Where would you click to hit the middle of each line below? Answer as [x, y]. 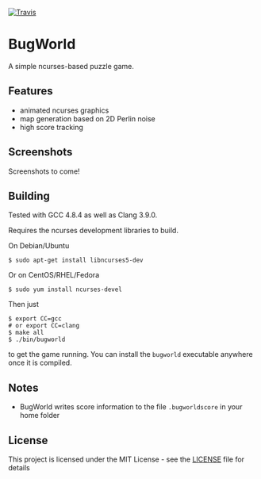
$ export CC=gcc [35, 319]
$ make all [26, 333]
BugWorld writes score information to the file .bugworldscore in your [131, 407]
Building [29, 195]
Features [31, 91]
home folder [40, 416]
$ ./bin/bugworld [37, 340]
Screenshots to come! [44, 171]
